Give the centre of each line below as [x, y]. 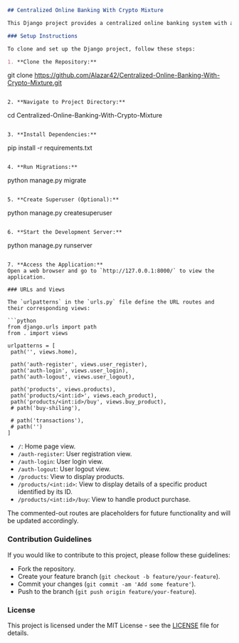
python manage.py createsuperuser [60, 213]
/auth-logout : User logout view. [64, 469]
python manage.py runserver [50, 245]
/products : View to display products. [71, 477]
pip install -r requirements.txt [50, 148]
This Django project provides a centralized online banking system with [117, 23]
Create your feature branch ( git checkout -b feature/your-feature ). [119, 576]
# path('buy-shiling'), [46, 408]
